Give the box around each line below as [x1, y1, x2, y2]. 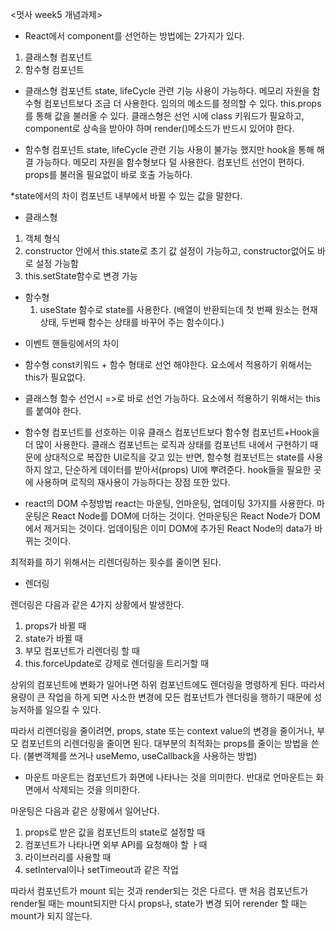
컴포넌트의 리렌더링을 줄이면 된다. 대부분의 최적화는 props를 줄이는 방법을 [20, 738, 309, 749]
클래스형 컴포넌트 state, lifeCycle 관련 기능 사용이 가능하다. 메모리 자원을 [24, 85, 310, 97]
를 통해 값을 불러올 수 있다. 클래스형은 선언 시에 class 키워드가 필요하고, [24, 110, 305, 122]
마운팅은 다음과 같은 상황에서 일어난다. [10, 805, 160, 817]
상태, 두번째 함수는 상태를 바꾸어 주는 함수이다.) [39, 316, 225, 328]
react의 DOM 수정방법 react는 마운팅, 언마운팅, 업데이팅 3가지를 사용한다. [24, 498, 315, 509]
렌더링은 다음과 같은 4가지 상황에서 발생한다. [10, 599, 185, 610]
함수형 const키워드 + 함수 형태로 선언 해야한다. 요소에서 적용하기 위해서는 [24, 359, 313, 370]
